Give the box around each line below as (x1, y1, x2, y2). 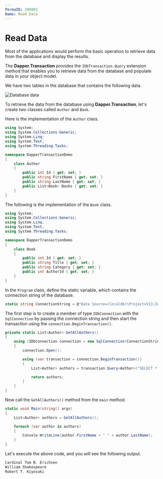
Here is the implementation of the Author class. (5, 116, 99, 122)
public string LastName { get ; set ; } (22, 179, 101, 184)
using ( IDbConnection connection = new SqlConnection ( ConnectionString (14, 339, 162, 344)
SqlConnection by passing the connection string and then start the (5, 316, 137, 321)
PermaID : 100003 (5, 7, 38, 12)
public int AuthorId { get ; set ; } (22, 270, 95, 274)
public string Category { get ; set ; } (22, 265, 101, 270)
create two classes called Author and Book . (5, 107, 90, 112)
